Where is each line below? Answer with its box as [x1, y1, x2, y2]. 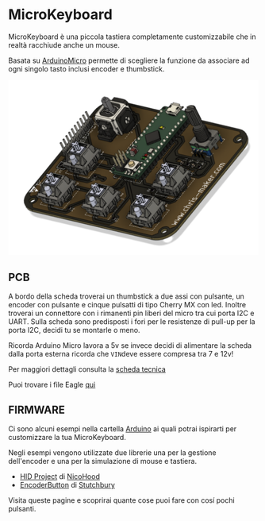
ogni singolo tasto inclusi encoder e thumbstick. [8, 64, 165, 73]
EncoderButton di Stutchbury [19, 480, 115, 489]
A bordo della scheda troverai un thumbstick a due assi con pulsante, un [8, 291, 244, 301]
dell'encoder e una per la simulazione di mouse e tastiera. [8, 456, 197, 465]
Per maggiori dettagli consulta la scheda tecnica [8, 365, 167, 374]
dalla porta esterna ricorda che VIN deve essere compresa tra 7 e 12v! [8, 349, 234, 359]
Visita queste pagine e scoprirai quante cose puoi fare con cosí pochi [8, 495, 236, 505]
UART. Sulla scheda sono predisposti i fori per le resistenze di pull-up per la [8, 317, 255, 326]
